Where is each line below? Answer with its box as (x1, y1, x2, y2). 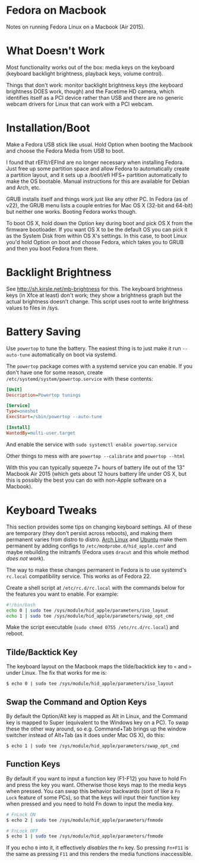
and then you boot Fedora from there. (6, 245, 98, 252)
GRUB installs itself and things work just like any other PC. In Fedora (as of (6, 195, 188, 203)
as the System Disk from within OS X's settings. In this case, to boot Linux (6, 232, 187, 239)
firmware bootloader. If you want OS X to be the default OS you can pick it (6, 226, 188, 233)
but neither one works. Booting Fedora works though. (6, 208, 137, 215)
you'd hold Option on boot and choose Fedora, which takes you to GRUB (6, 238, 184, 245)
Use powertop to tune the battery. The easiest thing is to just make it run (6, 344, 181, 352)
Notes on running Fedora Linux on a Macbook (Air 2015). (6, 23, 145, 30)
